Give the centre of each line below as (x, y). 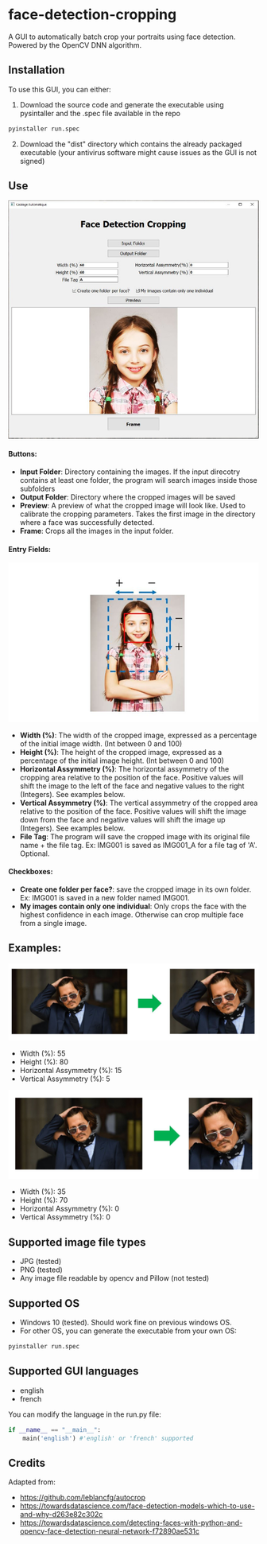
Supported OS (44, 1303)
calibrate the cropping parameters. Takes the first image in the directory (137, 514)
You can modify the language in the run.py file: (85, 1414)
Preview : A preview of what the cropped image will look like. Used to (133, 506)
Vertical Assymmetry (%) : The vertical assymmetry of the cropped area (139, 803)
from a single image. (53, 923)
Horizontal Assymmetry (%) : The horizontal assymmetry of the (124, 768)
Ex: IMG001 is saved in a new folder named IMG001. (104, 897)
